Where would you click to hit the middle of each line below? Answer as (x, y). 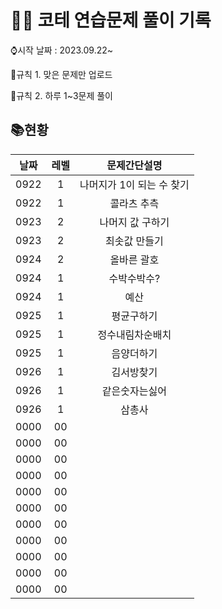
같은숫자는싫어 (134, 391)
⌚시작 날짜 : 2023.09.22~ (62, 50)
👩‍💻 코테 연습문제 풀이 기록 (111, 20)
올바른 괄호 (134, 259)
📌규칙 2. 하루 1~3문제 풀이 (61, 95)
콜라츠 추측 (134, 203)
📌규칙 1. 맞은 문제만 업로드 (61, 74)
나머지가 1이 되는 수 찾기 (134, 184)
